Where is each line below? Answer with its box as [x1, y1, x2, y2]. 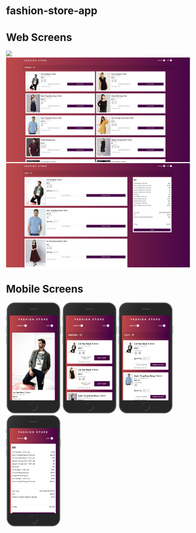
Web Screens [6, 31, 72, 44]
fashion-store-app [6, 4, 98, 18]
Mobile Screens [6, 283, 83, 296]
